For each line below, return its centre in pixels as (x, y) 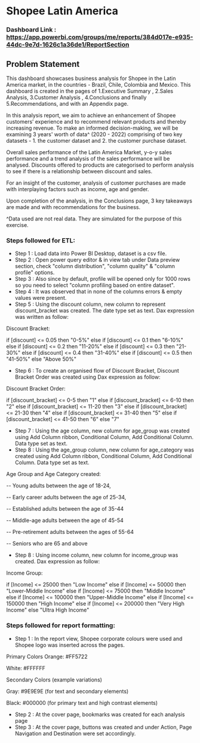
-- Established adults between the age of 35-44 (65, 509)
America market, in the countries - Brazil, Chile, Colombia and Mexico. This (99, 84)
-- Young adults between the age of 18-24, (59, 486)
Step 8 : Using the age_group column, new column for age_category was (104, 450)
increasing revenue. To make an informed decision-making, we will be (92, 128)
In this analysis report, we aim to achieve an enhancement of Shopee (91, 115)
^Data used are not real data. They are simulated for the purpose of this (94, 219)
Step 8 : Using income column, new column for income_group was (96, 555)
